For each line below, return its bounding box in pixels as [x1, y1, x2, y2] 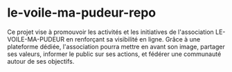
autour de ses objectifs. [7, 57, 75, 65]
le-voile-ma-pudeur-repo [7, 5, 157, 21]
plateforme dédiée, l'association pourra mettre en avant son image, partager [7, 42, 225, 51]
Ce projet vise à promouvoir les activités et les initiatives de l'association [7, 28, 215, 36]
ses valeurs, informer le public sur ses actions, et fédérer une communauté [7, 50, 222, 58]
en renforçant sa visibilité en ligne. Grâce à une [65, 35, 201, 43]
